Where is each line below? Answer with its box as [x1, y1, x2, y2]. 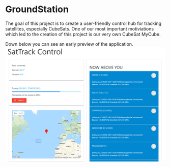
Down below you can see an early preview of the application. [5, 41, 133, 47]
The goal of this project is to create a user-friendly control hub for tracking [5, 20, 162, 26]
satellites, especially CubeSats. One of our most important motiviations [5, 25, 154, 31]
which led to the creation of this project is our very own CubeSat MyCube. [5, 31, 161, 37]
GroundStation [5, 4, 69, 15]
